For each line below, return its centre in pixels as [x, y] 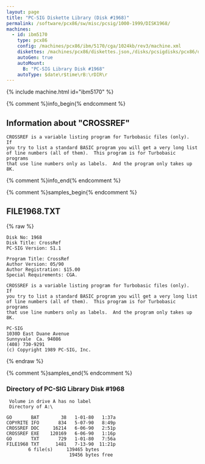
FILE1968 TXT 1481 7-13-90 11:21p [61, 444]
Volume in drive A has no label [50, 402]
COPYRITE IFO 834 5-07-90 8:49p [61, 423]
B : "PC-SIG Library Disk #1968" [63, 69]
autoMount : [31, 63]
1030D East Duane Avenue [38, 334]
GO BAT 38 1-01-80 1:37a [61, 418]
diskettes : [31, 52]
